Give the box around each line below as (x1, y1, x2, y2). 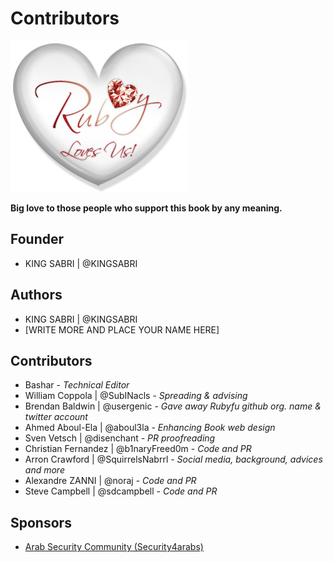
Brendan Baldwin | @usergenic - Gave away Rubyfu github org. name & (24, 400, 322, 412)
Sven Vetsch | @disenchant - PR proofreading (24, 432, 216, 444)
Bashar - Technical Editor (24, 379, 130, 391)
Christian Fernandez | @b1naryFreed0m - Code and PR (24, 443, 252, 455)
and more (24, 464, 65, 476)
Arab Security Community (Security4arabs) (24, 541, 204, 553)
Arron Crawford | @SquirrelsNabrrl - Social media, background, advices (24, 453, 323, 466)
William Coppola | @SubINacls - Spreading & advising (24, 390, 248, 402)
